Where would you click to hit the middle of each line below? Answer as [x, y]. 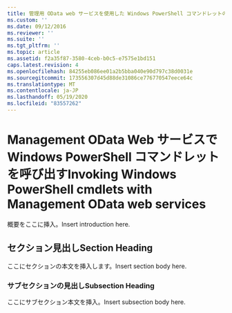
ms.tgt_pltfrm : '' [33, 46]
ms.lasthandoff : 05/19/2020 [48, 97]
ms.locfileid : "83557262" [44, 104]
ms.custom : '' [28, 20]
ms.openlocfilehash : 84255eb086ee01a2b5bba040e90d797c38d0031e [100, 71]
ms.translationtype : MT [41, 84]
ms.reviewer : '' [30, 33]
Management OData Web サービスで [112, 140]
